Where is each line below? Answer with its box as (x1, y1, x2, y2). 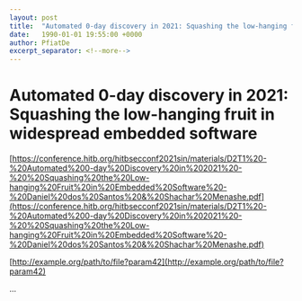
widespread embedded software (9, 123, 258, 144)
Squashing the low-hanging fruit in (9, 104, 276, 125)
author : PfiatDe (9, 38, 70, 48)
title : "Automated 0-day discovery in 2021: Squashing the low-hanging (9, 22, 288, 31)
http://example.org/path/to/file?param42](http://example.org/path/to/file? (12, 257, 285, 268)
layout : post (9, 13, 58, 22)
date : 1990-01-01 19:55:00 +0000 (9, 30, 143, 39)
